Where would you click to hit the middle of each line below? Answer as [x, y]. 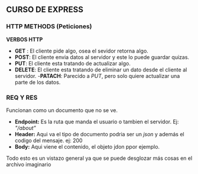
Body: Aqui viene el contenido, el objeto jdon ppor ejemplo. [87, 146]
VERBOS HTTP [25, 39]
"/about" [25, 128]
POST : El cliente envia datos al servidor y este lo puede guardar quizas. [102, 57]
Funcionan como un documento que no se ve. [62, 110]
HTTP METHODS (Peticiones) [49, 27]
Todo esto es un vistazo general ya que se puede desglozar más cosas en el [99, 158]
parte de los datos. [38, 82]
